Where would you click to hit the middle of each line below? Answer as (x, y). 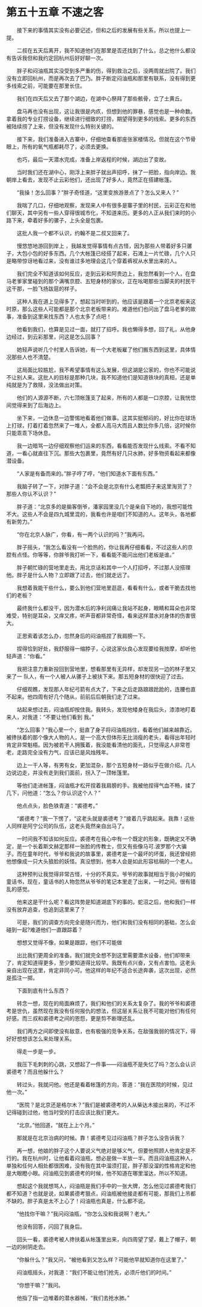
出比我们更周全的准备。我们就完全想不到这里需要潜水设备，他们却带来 (103, 955)
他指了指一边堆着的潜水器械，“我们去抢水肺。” (73, 1298)
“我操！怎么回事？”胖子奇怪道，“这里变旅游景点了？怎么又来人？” (98, 192)
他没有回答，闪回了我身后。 (51, 1226)
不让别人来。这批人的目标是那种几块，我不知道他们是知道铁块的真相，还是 (98, 377)
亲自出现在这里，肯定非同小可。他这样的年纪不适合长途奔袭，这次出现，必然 (101, 970)
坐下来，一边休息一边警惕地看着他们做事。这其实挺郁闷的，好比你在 (101, 418)
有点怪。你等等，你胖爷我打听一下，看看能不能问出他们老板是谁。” (93, 554)
